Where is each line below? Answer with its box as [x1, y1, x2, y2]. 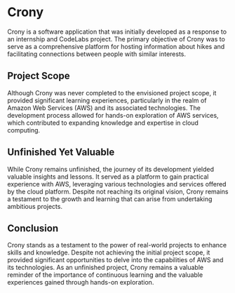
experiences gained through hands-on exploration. [7, 278, 154, 287]
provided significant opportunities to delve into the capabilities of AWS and [7, 256, 224, 264]
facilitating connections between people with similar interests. [7, 50, 187, 58]
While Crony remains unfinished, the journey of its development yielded [7, 165, 215, 173]
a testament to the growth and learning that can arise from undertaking [7, 194, 213, 203]
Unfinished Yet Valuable [7, 146, 115, 158]
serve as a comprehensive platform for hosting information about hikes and [7, 42, 225, 50]
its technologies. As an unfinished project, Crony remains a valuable [7, 264, 204, 272]
